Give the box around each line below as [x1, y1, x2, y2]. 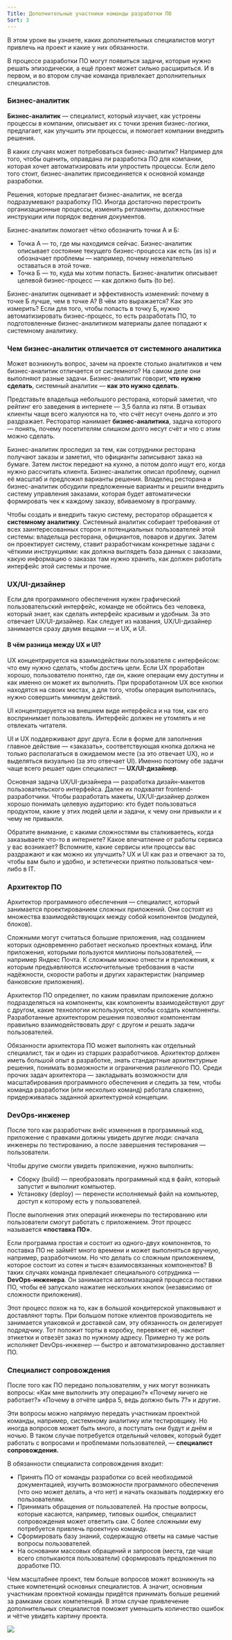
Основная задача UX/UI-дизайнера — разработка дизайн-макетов [7, 777, 206, 786]
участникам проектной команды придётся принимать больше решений [7, 1590, 220, 1598]
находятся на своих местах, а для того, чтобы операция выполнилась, [7, 685, 217, 694]
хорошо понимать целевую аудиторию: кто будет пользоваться [7, 800, 197, 808]
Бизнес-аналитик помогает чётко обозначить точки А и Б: [7, 226, 180, 234]
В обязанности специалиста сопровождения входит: [7, 1460, 164, 1468]
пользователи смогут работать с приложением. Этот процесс [7, 1218, 192, 1226]
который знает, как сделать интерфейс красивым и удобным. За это [7, 610, 211, 618]
